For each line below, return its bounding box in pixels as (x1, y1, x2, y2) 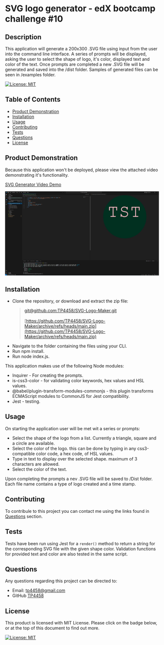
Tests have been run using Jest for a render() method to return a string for (5, 540, 155, 546)
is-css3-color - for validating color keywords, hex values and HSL (12, 378, 145, 384)
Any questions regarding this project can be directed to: (5, 578, 118, 584)
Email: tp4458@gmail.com (12, 588, 66, 594)
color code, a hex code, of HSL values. (36, 451, 114, 457)
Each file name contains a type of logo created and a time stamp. (5, 481, 136, 487)
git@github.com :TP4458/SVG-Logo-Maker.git (24, 308, 117, 314)
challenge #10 (5, 13, 63, 24)
